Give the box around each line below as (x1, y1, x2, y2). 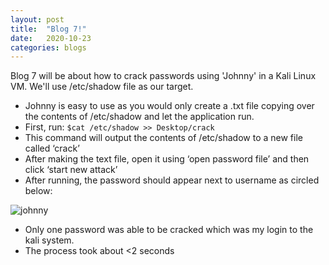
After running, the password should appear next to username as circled (24, 174, 320, 186)
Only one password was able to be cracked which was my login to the (24, 224, 314, 236)
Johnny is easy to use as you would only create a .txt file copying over (24, 100, 315, 112)
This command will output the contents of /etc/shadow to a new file (24, 132, 303, 144)
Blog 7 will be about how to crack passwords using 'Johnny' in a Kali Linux (10, 70, 317, 82)
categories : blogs (10, 42, 87, 53)
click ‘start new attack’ (24, 164, 118, 176)
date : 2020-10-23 (10, 33, 92, 43)
